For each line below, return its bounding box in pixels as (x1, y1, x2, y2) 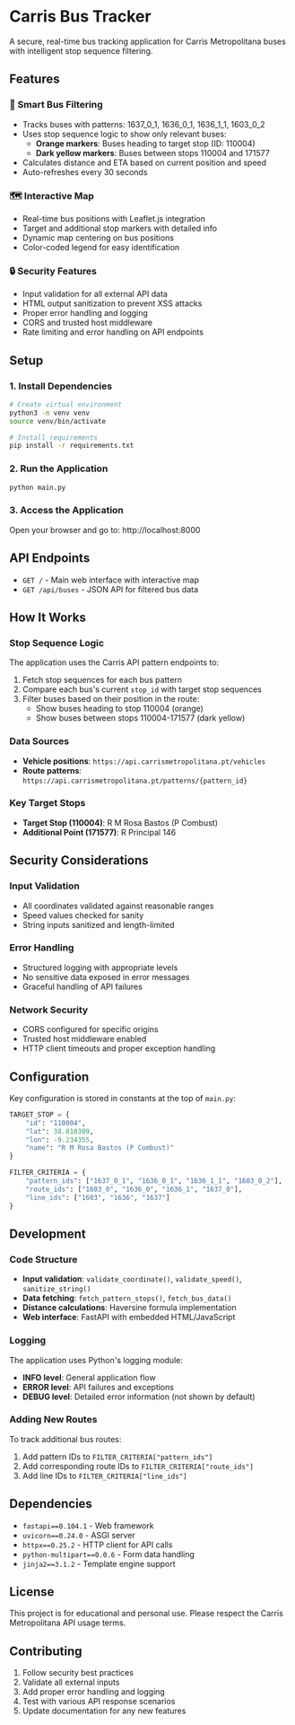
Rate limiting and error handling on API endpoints (22, 327, 204, 337)
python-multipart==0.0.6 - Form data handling (22, 1548, 195, 1559)
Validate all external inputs (22, 1677, 120, 1688)
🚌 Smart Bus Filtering (9, 99, 103, 111)
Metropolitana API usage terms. (9, 1617, 126, 1628)
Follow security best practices (22, 1668, 134, 1678)
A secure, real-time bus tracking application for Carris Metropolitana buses (9, 36, 287, 47)
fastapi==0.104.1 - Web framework (22, 1519, 154, 1531)
